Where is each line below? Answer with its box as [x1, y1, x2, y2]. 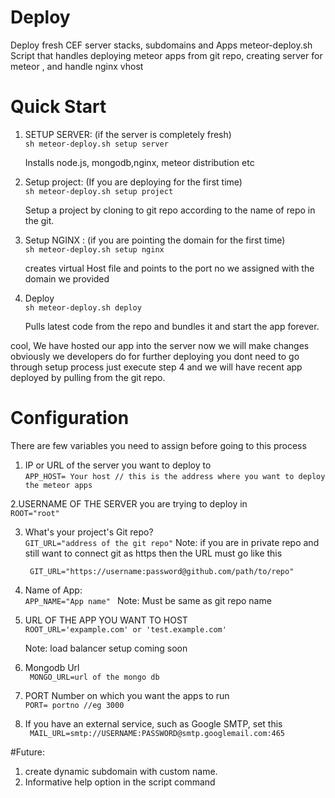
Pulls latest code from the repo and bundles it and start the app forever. [24, 320, 320, 332]
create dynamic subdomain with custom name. [24, 765, 218, 777]
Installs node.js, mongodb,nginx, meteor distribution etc [24, 156, 255, 168]
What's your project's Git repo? [24, 526, 154, 538]
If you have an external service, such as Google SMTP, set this [24, 717, 283, 730]
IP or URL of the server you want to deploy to [24, 459, 212, 471]
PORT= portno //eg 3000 [24, 700, 125, 710]
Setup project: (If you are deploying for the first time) [24, 176, 243, 188]
